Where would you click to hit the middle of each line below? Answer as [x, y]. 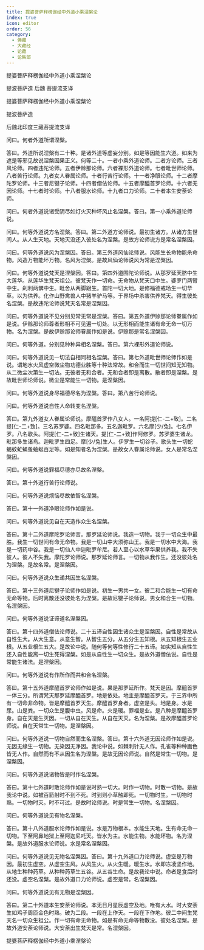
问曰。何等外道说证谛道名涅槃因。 [49, 618]
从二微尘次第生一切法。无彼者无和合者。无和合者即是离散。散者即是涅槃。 [99, 372]
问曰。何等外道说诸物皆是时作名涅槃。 [54, 774]
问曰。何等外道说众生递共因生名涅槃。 [54, 577]
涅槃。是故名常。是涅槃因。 [46, 564]
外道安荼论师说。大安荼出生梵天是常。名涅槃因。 [73, 928]
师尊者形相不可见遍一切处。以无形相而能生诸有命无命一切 [115, 323]
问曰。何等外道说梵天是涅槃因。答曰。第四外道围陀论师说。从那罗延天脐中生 [102, 273]
